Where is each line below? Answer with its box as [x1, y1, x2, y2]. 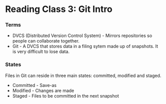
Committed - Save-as [12, 82, 57, 88]
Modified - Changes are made [12, 87, 74, 93]
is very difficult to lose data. [12, 48, 70, 54]
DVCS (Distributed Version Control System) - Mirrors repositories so [12, 32, 153, 38]
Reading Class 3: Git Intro [5, 3, 113, 15]
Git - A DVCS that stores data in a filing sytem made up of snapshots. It [12, 43, 159, 49]
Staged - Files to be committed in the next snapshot [12, 92, 119, 98]
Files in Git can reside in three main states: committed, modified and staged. [5, 72, 162, 78]
